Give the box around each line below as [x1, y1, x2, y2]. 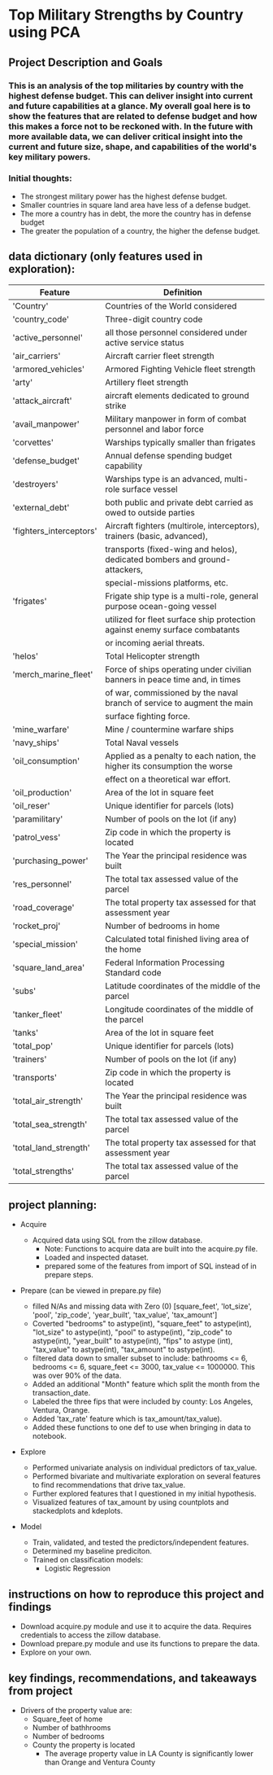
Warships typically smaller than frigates [105, 436, 256, 448]
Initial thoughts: [8, 173, 72, 184]
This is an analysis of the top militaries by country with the [8, 80, 244, 91]
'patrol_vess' [12, 831, 61, 843]
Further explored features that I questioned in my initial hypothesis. [32, 1488, 257, 1499]
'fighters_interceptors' [12, 525, 97, 537]
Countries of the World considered [105, 300, 237, 311]
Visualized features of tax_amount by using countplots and [32, 1497, 229, 1507]
